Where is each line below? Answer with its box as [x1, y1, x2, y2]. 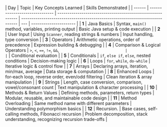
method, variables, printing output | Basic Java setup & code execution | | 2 [5, 26, 160, 32]
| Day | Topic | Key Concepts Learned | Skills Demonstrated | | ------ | [5, 5, 149, 10]
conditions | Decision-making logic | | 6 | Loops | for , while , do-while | [5, 58, 150, 63]
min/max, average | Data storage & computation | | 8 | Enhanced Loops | [5, 68, 154, 74]
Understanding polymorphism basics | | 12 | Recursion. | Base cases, [5, 105, 147, 111]
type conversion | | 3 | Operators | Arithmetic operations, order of [5, 36, 140, 42]
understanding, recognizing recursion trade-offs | [5, 116, 107, 122]
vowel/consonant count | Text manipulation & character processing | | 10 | [5, 84, 157, 90]
